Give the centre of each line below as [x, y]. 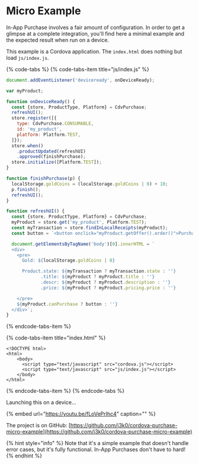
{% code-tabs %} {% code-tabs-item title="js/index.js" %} [78, 69]
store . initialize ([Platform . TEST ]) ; [57, 162]
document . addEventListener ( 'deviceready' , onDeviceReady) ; [81, 80]
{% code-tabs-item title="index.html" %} [56, 338]
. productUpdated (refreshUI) [51, 151]
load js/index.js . [28, 58]
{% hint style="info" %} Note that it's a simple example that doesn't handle [97, 443]
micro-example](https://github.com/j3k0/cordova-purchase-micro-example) [99, 432]
